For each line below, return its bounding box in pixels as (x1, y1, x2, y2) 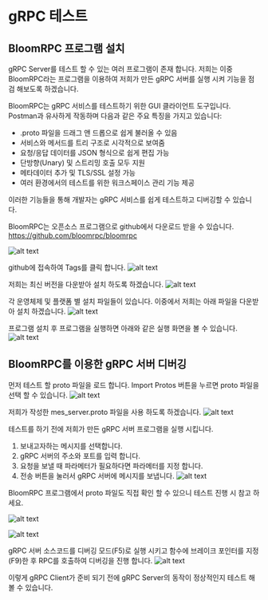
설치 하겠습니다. (16, 306, 66, 316)
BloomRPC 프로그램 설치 (8, 41, 125, 55)
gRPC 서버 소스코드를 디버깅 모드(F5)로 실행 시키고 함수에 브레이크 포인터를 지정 (8, 546, 259, 555)
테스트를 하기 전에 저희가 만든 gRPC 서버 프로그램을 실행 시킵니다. (8, 424, 214, 433)
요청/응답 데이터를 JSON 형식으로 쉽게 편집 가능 (19, 148, 170, 157)
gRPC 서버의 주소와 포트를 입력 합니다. (19, 451, 141, 460)
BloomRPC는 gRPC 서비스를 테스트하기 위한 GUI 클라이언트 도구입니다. (8, 101, 231, 110)
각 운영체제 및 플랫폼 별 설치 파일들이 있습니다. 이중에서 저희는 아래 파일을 (8, 297, 238, 306)
